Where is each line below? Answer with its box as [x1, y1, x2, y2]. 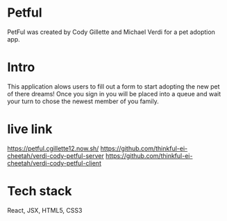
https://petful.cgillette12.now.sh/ [7, 144, 99, 152]
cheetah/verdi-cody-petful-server [7, 151, 104, 160]
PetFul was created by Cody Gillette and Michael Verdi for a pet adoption [7, 28, 215, 36]
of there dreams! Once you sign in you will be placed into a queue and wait [7, 89, 221, 98]
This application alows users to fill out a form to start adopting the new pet [7, 82, 220, 91]
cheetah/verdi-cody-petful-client [7, 159, 102, 167]
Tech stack [7, 184, 72, 199]
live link [7, 121, 53, 137]
